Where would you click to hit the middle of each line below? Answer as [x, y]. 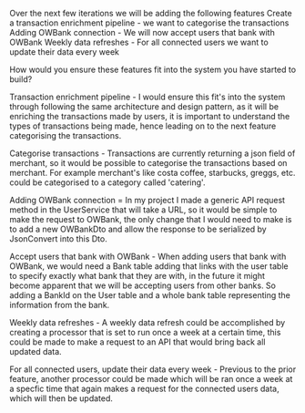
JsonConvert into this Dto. [58, 239]
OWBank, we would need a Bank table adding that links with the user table [149, 266]
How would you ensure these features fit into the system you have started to [153, 69]
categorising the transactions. [66, 135]
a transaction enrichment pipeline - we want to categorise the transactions [149, 23]
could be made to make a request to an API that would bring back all [137, 342]
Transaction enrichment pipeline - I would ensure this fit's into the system [147, 97]
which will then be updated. [61, 398]
